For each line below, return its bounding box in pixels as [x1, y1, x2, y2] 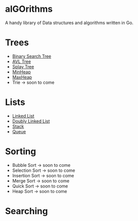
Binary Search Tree [12, 53, 52, 59]
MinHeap [12, 69, 31, 75]
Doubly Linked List [12, 118, 50, 124]
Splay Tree [12, 63, 34, 69]
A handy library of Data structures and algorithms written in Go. [5, 20, 134, 26]
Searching [5, 205, 48, 217]
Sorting [5, 146, 36, 157]
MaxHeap [12, 74, 32, 80]
